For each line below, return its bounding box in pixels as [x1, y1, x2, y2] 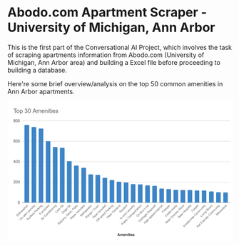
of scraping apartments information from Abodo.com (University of [7, 51, 205, 59]
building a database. [7, 66, 68, 74]
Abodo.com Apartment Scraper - [7, 4, 208, 21]
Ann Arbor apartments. [7, 87, 75, 96]
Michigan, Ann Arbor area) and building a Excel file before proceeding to [7, 58, 221, 66]
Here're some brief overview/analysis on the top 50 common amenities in [7, 79, 223, 88]
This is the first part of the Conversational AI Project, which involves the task [7, 43, 233, 51]
